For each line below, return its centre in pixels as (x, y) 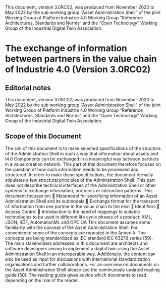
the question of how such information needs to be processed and (72, 169)
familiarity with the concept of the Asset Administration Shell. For (71, 227)
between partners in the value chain (81, 59)
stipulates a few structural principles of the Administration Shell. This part (80, 180)
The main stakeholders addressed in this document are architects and (76, 243)
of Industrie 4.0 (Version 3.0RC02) (78, 70)
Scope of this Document (43, 136)
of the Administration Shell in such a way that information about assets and (82, 153)
